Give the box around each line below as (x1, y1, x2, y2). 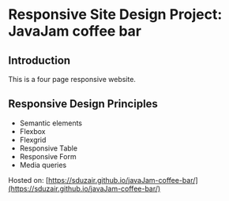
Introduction (8, 54, 71, 67)
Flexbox (19, 126, 46, 136)
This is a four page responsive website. (8, 75, 137, 84)
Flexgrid (19, 135, 47, 144)
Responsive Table (19, 143, 77, 153)
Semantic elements (19, 118, 83, 128)
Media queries (19, 160, 67, 169)
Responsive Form (19, 151, 77, 161)
